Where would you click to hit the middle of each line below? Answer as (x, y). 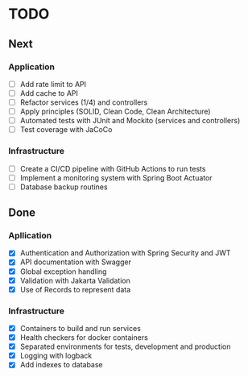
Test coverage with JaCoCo (66, 130)
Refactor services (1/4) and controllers (84, 102)
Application (31, 67)
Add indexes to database (61, 365)
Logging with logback (56, 356)
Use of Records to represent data (75, 289)
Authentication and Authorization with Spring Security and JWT (125, 253)
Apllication (30, 236)
